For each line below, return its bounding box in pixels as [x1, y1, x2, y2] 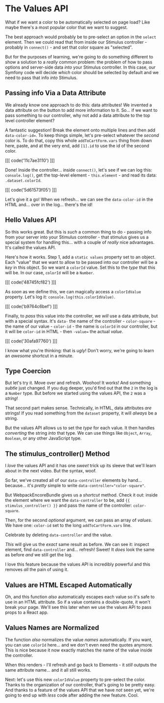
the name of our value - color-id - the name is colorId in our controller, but [5, 323, 158, 329]
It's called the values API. [5, 244, 56, 250]
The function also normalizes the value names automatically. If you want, [5, 636, 153, 643]
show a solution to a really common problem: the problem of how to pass [5, 59, 153, 65]
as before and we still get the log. [5, 552, 72, 558]
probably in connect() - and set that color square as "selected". [5, 44, 133, 50]
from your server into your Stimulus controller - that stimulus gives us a [5, 234, 149, 240]
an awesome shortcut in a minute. [5, 353, 74, 359]
